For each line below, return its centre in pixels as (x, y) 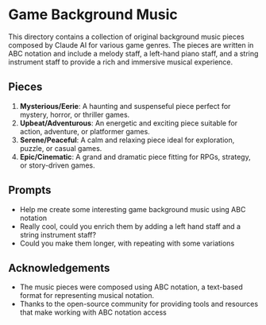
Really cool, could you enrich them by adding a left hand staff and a (130, 226)
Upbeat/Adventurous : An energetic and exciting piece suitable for (129, 123)
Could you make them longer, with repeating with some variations (127, 243)
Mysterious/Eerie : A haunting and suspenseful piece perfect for (125, 106)
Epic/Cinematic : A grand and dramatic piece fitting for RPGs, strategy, (135, 157)
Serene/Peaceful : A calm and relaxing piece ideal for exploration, (127, 140)
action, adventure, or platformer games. (85, 131)
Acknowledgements (59, 268)
